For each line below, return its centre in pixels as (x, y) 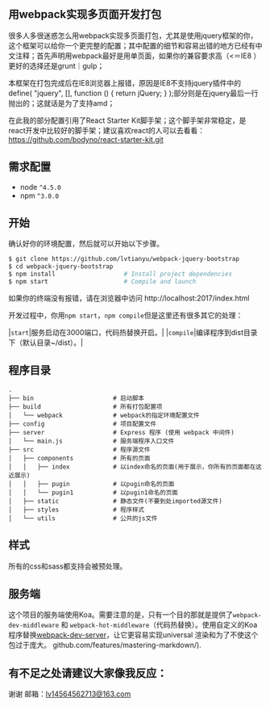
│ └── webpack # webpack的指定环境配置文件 (104, 415)
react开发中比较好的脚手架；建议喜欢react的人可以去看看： (107, 130)
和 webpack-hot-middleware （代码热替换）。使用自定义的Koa (159, 625)
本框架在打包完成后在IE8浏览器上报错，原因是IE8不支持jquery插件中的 (125, 82)
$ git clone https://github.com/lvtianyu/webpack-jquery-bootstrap (124, 259)
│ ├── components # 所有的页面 (79, 458)
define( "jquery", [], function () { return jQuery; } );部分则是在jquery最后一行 (133, 93)
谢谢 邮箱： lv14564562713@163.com (70, 694)
